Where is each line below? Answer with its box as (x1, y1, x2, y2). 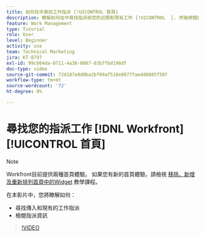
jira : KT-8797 (6, 54, 43, 60)
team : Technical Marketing (6, 49, 75, 55)
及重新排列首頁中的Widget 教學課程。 (6, 178, 101, 185)
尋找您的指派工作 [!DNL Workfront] (6, 122, 184, 136)
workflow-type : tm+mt (6, 77, 62, 83)
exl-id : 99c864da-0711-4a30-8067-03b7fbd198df (6, 60, 127, 66)
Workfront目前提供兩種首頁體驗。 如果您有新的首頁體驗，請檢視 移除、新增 (6, 170, 195, 178)
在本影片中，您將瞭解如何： (6, 191, 76, 199)
